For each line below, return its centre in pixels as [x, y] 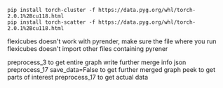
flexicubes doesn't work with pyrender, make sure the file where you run [112, 41]
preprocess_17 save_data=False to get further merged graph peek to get [111, 69]
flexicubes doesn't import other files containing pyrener [88, 49]
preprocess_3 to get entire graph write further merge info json [97, 62]
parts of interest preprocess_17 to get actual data [78, 77]
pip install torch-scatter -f [52, 22]
